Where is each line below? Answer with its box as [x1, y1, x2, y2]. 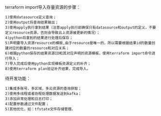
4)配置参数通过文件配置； [5, 101, 49, 106]
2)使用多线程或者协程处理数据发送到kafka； [5, 91, 82, 96]
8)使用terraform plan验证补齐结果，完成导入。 [5, 66, 91, 71]
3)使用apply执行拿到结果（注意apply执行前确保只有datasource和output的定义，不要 [5, 25, 156, 30]
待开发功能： [5, 76, 31, 81]
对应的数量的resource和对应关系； [8, 46, 69, 50]
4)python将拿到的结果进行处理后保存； [5, 35, 73, 40]
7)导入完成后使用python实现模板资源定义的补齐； [5, 61, 91, 66]
